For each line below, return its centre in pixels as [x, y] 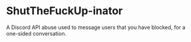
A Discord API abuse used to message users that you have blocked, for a [96, 27]
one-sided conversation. [36, 33]
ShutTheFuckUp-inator [65, 11]
